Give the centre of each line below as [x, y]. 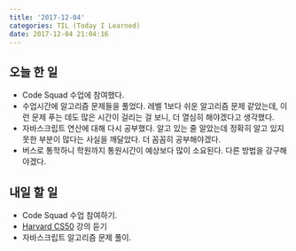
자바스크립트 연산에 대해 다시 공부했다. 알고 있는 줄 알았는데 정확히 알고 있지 [153, 129]
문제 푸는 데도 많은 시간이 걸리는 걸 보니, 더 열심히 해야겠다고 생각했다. [153, 117]
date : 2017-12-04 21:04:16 [59, 34]
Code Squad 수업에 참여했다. [73, 95]
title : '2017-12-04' [47, 17]
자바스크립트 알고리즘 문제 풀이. [76, 237]
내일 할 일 [34, 192]
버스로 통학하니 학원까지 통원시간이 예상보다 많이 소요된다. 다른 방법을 [143, 151]
